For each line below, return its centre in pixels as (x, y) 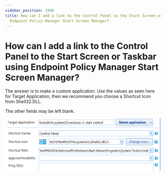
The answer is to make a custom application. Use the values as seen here (80, 91)
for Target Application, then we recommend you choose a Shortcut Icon (78, 96)
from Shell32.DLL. (23, 102)
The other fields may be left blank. (40, 111)
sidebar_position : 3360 (30, 10)
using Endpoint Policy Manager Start (82, 67)
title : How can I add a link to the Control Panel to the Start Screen (80, 16)
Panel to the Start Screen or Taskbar (81, 56)
